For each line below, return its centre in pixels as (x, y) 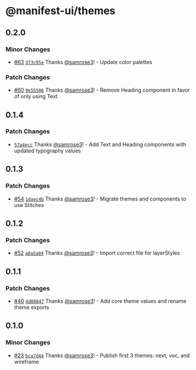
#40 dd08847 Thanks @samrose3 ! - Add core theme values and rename (100, 301)
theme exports (31, 307)
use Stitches (29, 205)
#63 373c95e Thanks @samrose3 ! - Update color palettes (83, 62)
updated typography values (47, 151)
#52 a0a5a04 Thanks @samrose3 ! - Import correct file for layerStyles (97, 253)
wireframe (26, 361)
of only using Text (36, 96)
